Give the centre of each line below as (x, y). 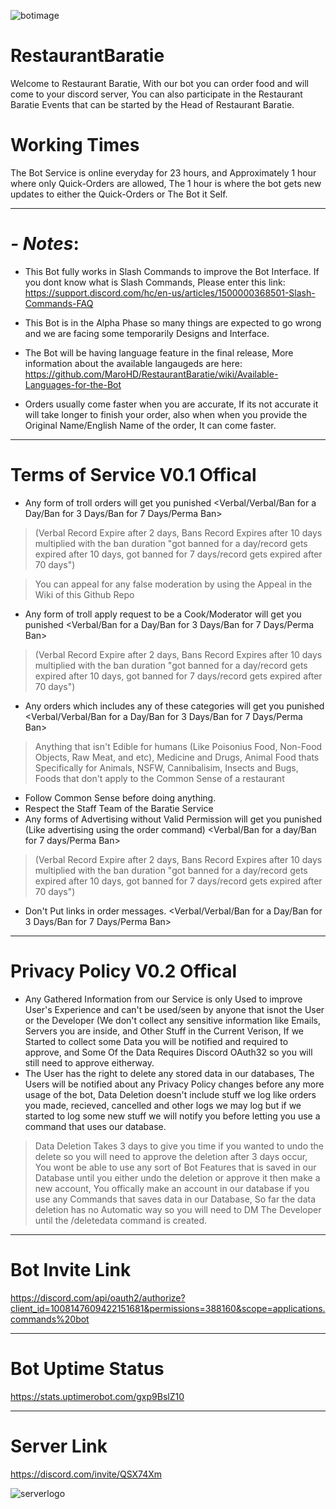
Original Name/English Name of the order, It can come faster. (150, 425)
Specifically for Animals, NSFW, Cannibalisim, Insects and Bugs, (166, 767)
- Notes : (45, 244)
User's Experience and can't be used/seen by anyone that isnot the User (174, 1009)
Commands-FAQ (59, 303)
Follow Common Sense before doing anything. (120, 797)
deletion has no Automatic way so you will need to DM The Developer (178, 1209)
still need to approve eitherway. (89, 1062)
